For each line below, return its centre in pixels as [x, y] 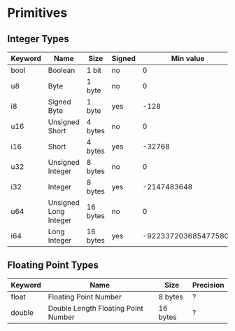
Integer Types [38, 39]
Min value [188, 59]
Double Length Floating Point [95, 308]
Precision [208, 285]
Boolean [62, 70]
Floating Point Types [53, 265]
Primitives [37, 13]
